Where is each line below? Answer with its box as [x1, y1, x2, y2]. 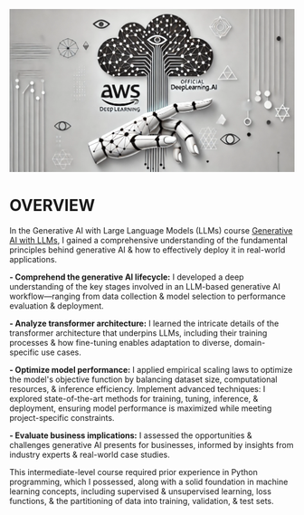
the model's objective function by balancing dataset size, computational [9, 374, 278, 385]
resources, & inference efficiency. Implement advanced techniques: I [9, 383, 266, 394]
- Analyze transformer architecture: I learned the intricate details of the [9, 318, 280, 329]
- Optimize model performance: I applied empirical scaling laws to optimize [9, 364, 293, 375]
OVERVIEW [9, 196, 96, 216]
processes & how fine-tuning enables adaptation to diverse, [9, 337, 233, 348]
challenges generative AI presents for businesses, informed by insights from [9, 439, 294, 450]
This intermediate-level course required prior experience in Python [9, 466, 258, 477]
